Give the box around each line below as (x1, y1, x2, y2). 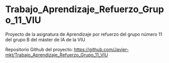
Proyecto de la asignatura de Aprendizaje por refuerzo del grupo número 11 (5, 31, 162, 37)
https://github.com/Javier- (74, 46, 129, 52)
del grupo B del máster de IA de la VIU (5, 37, 85, 43)
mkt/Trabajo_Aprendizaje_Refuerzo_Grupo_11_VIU (5, 52, 108, 58)
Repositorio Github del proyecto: (5, 46, 73, 52)
